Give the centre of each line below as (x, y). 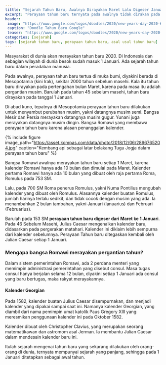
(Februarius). (18, 209)
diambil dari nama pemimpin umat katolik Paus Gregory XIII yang (71, 312)
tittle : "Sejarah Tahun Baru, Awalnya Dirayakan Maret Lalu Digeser (77, 10)
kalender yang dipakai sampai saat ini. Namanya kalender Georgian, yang (80, 307)
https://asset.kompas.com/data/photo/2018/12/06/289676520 (97, 142)
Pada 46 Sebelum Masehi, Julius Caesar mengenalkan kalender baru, (76, 224)
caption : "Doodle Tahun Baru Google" (46, 28)
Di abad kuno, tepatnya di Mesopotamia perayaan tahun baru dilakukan (78, 106)
